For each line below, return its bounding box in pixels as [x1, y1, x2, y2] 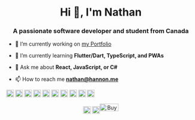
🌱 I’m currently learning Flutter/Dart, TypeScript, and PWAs [14, 52, 164, 59]
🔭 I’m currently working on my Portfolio [14, 40, 112, 47]
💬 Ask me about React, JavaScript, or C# [14, 64, 118, 71]
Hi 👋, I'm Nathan [59, 5, 142, 19]
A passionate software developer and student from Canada [13, 27, 189, 35]
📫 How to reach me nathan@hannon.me [14, 76, 119, 83]
